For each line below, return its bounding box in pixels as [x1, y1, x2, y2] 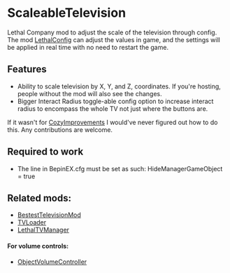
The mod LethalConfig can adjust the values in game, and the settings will [7, 35, 220, 44]
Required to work [7, 146, 84, 158]
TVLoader [17, 218, 47, 227]
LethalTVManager [17, 226, 70, 234]
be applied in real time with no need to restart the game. [7, 43, 169, 51]
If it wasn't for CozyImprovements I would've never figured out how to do [7, 118, 218, 126]
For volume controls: [7, 241, 69, 250]
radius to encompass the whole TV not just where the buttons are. [17, 104, 208, 113]
